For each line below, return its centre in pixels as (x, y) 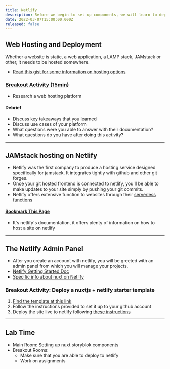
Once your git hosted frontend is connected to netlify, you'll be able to (86, 184)
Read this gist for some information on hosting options (69, 72)
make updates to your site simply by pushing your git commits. (78, 189)
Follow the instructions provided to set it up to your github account (82, 306)
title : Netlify (21, 10)
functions (23, 200)
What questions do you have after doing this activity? (68, 135)
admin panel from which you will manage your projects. (70, 266)
